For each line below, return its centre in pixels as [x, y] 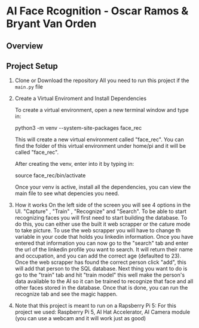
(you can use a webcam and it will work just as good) [80, 318]
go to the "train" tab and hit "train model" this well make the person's [100, 275]
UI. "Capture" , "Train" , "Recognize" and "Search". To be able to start [101, 211]
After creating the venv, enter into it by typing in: [74, 164]
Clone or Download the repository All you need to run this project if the [102, 81]
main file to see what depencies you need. [67, 193]
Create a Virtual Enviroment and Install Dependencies [81, 98]
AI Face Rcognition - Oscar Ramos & [97, 11]
